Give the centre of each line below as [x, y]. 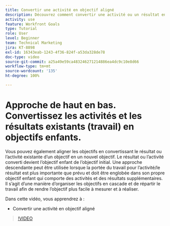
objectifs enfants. [43, 138]
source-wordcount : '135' [31, 71]
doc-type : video [22, 57]
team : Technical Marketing [34, 43]
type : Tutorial [21, 29]
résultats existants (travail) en [70, 127]
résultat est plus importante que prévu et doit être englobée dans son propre [85, 173]
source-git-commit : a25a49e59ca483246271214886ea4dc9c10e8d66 [72, 62]
